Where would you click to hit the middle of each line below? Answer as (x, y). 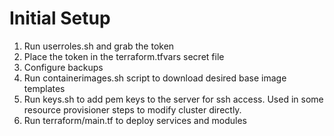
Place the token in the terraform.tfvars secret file (124, 56)
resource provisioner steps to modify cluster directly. (132, 109)
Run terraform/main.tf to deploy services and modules (135, 120)
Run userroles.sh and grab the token (99, 46)
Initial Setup (60, 18)
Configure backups (63, 67)
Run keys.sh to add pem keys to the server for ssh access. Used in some (173, 99)
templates (44, 88)
